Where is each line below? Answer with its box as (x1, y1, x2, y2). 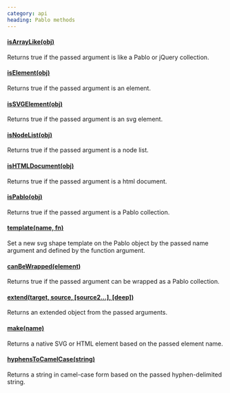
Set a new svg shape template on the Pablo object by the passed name (7, 238, 209, 247)
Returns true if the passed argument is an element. (7, 84, 151, 92)
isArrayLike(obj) (7, 38, 55, 46)
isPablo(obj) (7, 193, 43, 201)
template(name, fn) (7, 224, 64, 232)
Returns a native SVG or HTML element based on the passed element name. (7, 339, 224, 348)
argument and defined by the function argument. (7, 246, 146, 254)
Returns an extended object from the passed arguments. (7, 308, 168, 317)
